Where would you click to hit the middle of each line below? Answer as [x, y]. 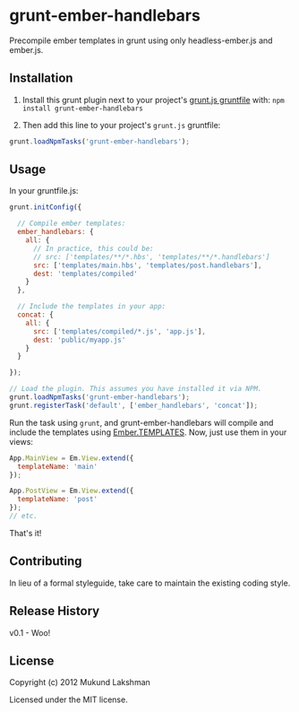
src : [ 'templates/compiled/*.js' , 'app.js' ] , [119, 331]
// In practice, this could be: [93, 248]
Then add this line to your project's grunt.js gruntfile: [121, 125]
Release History [55, 611]
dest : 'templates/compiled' [85, 274]
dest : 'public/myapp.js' [79, 340]
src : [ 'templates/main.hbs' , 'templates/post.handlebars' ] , [147, 265]
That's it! [26, 533]
